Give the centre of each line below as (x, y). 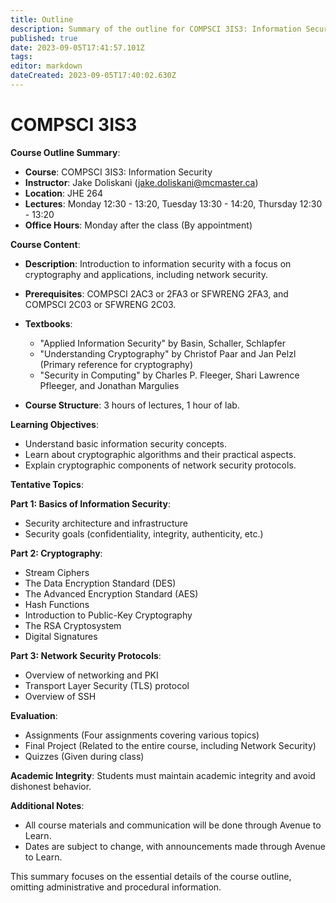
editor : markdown (46, 66)
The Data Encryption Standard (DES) (100, 583)
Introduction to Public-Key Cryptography (108, 615)
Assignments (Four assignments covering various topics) (142, 735)
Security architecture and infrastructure (106, 523)
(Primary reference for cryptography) (116, 364)
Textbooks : (48, 323)
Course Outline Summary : (65, 152)
